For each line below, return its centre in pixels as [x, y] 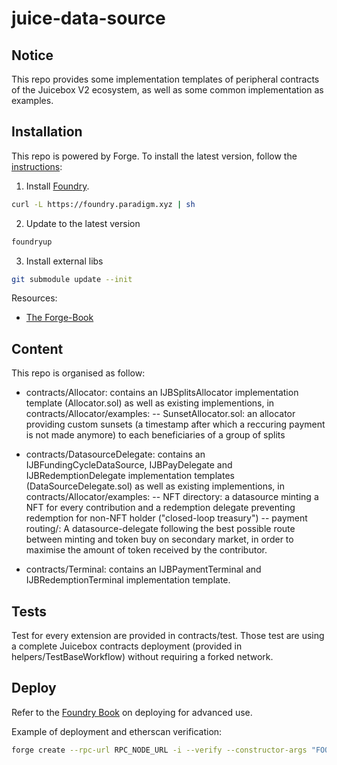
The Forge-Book [59, 318]
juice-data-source [88, 18]
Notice [32, 55]
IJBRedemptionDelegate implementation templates [130, 476]
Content [37, 348]
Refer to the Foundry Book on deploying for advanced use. [132, 712]
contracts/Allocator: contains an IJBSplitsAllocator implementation [162, 393]
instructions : [37, 166]
